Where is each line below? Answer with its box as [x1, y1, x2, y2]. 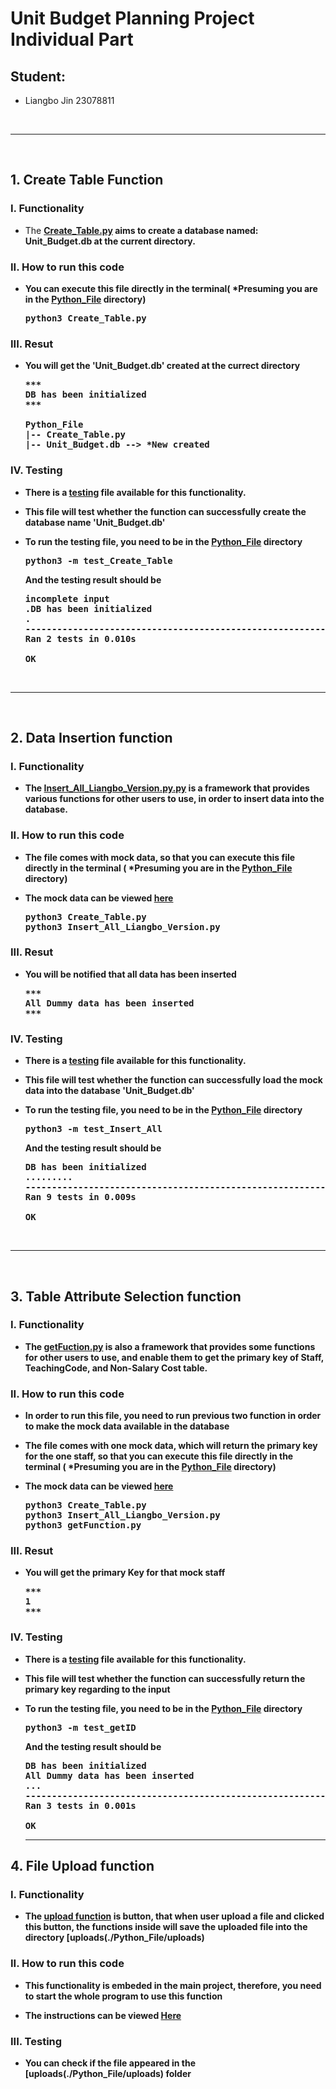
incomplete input [24, 593, 110, 604]
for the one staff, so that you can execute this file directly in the [24, 1450, 294, 1462]
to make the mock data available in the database [24, 1420, 230, 1432]
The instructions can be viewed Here [24, 2009, 182, 2021]
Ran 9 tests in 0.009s [24, 1192, 137, 1203]
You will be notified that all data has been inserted [24, 968, 237, 980]
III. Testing [10, 2034, 63, 2048]
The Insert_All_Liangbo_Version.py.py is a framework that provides [24, 782, 310, 794]
